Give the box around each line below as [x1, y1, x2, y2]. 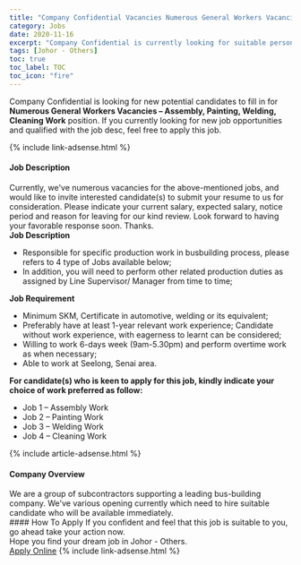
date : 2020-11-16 [9, 30, 74, 39]
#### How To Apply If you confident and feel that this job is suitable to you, [9, 517, 288, 528]
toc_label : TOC [9, 64, 66, 73]
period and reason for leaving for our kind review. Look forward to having [9, 210, 279, 221]
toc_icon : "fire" [9, 72, 74, 81]
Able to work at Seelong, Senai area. [21, 357, 157, 368]
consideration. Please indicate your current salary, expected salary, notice [9, 201, 283, 211]
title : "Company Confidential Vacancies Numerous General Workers [9, 13, 262, 22]
